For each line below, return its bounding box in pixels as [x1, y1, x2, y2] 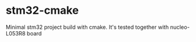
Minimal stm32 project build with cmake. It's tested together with [5, 23, 169, 31]
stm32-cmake [5, 4, 79, 17]
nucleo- [170, 23, 190, 31]
